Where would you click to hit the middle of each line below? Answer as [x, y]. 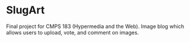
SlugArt [26, 10]
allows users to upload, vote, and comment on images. [73, 32]
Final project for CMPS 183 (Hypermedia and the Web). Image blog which [95, 26]
